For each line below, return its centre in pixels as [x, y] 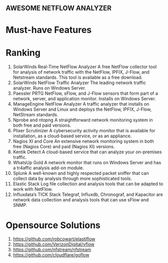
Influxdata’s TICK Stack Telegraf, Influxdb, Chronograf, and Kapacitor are [88, 194]
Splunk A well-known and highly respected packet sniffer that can [81, 173]
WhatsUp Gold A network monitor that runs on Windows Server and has [87, 162]
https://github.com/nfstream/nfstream [52, 249]
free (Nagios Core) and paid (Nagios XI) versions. [64, 146]
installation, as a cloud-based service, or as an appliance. [72, 136]
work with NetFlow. [33, 189]
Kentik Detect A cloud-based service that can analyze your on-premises [87, 152]
